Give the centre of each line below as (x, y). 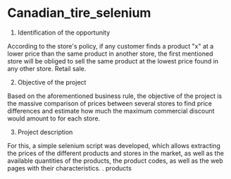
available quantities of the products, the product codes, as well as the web (115, 161)
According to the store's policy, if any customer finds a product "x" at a (111, 46)
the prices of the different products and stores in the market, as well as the (115, 153)
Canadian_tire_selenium (79, 13)
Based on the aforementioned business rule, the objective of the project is (115, 96)
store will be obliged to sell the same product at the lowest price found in (113, 61)
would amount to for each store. (54, 118)
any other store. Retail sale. (47, 68)
